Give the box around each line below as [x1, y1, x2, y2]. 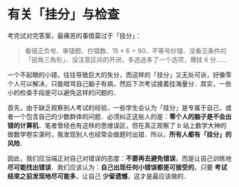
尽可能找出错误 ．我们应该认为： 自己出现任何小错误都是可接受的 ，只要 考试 [7, 163, 228, 171]
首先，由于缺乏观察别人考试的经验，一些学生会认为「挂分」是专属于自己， [7, 103, 225, 112]
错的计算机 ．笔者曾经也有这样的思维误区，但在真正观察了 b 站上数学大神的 [7, 121, 227, 129]
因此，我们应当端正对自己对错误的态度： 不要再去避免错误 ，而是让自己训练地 [7, 154, 232, 162]
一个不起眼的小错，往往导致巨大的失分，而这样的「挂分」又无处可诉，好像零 [7, 70, 232, 79]
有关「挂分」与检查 [7, 6, 120, 23]
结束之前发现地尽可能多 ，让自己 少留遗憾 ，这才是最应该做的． [7, 171, 190, 180]
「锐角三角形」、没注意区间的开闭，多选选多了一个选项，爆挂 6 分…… [24, 55, 228, 64]
